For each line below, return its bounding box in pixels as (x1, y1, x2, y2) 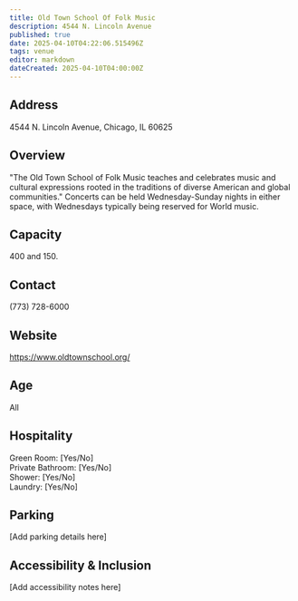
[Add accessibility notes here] (9, 582, 121, 593)
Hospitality (9, 428, 73, 444)
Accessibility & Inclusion (9, 557, 152, 573)
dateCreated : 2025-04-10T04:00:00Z (9, 64, 144, 73)
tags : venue (9, 47, 54, 56)
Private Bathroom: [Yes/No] (9, 461, 112, 472)
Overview (9, 148, 66, 163)
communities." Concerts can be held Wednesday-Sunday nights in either (9, 191, 281, 202)
